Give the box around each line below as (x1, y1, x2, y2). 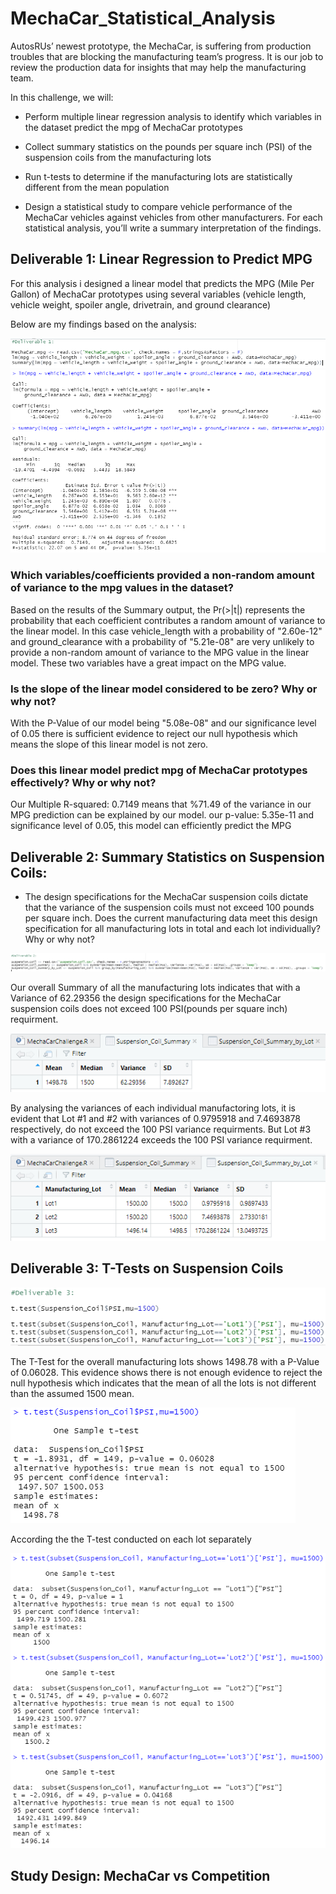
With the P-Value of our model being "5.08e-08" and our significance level (10, 717, 317, 729)
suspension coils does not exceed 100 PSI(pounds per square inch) (10, 1003, 288, 1015)
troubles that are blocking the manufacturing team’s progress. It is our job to (10, 50, 324, 62)
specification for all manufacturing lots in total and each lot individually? (24, 923, 321, 935)
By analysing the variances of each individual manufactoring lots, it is (10, 1102, 296, 1114)
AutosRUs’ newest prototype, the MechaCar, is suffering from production (10, 40, 312, 52)
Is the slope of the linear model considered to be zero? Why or (10, 682, 318, 696)
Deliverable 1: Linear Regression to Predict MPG (10, 251, 313, 268)
